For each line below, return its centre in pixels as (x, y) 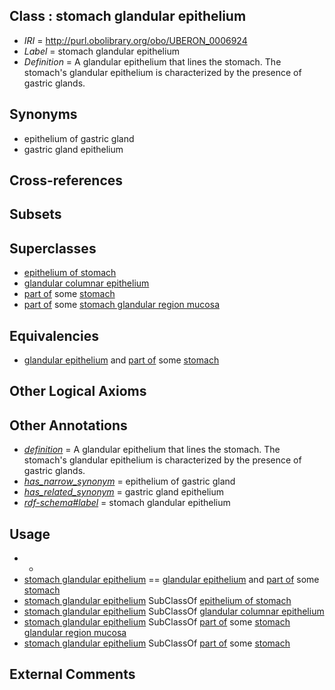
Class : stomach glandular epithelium (128, 16)
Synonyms (43, 114)
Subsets (35, 214)
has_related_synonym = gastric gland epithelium (124, 492)
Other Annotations (68, 425)
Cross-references (66, 180)
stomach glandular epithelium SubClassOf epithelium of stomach (157, 601)
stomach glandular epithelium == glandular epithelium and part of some (171, 580)
